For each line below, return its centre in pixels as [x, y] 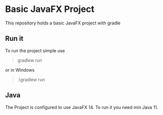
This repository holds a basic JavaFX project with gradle [63, 23]
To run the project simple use [35, 50]
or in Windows [20, 70]
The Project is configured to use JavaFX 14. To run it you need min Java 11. [82, 107]
